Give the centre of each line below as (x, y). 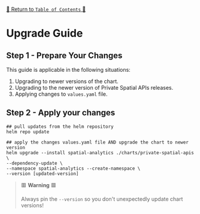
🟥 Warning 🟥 (39, 185)
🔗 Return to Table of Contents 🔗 (46, 9)
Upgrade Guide (45, 33)
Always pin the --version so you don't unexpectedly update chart (102, 199)
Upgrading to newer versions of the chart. (66, 81)
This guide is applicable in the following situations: (68, 70)
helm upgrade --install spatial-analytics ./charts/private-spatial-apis (100, 152)
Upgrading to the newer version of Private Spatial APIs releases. (94, 88)
